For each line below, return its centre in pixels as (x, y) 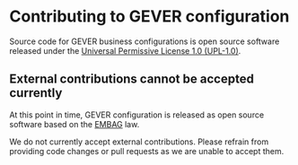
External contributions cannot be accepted (131, 79)
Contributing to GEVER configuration (149, 17)
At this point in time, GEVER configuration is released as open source (137, 115)
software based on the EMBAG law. (74, 124)
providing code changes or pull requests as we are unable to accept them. (147, 151)
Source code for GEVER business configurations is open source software (145, 41)
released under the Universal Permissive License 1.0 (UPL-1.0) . (125, 50)
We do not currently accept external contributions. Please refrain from (139, 142)
